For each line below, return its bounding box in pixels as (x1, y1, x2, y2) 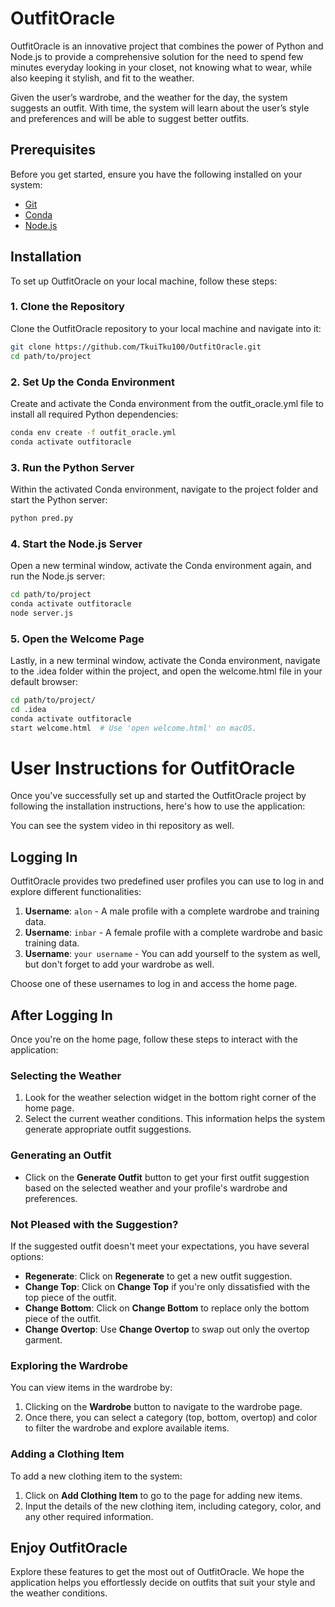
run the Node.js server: (10, 570, 106, 582)
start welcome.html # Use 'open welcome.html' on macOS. (10, 723, 257, 733)
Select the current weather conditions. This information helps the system (24, 1113, 326, 1125)
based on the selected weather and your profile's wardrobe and (24, 1182, 288, 1194)
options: (10, 1251, 45, 1262)
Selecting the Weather (10, 1069, 122, 1083)
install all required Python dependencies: (10, 408, 179, 420)
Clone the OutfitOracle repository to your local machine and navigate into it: (10, 322, 322, 334)
